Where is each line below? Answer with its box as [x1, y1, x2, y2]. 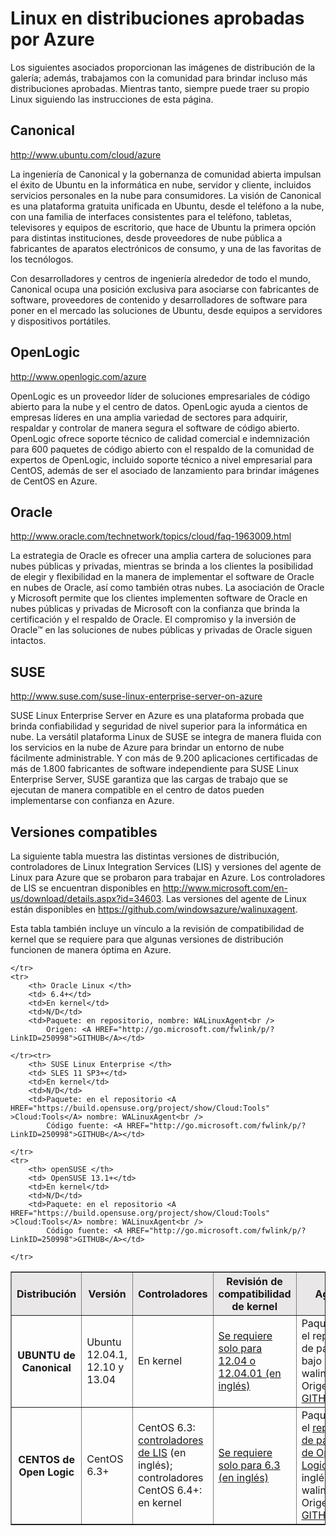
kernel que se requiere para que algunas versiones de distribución [10, 933, 284, 945]
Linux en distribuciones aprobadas [10, 7, 305, 30]
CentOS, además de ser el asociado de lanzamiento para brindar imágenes [10, 464, 320, 476]
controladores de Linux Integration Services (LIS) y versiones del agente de [10, 861, 322, 872]
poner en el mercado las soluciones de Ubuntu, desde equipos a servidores [10, 304, 323, 316]
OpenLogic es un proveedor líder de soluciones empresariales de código [10, 390, 311, 402]
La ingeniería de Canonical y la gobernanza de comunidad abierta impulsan [10, 168, 322, 180]
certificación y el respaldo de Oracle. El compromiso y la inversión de [10, 613, 297, 626]
